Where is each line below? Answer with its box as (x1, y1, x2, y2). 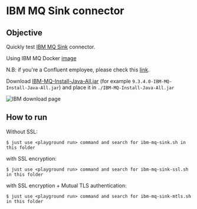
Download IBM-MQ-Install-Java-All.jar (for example (6, 78, 132, 84)
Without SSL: (6, 128, 38, 135)
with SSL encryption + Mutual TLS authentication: (6, 182, 127, 189)
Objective (6, 28, 43, 38)
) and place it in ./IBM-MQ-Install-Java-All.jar (58, 84, 175, 91)
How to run (6, 112, 48, 122)
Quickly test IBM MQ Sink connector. (6, 43, 96, 50)
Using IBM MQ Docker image (6, 55, 77, 61)
